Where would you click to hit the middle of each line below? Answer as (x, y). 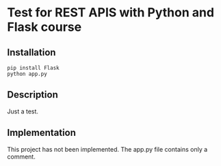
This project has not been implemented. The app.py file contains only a (107, 149)
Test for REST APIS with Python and (110, 13)
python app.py (27, 74)
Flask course (44, 27)
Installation (31, 52)
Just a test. (23, 111)
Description (32, 95)
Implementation (42, 133)
